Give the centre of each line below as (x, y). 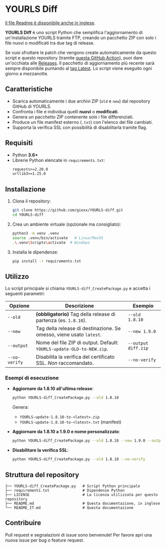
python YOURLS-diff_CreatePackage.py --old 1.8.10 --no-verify (79, 459)
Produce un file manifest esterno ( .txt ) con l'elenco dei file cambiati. (83, 122)
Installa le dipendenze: (35, 252)
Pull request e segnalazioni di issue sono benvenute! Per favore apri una (79, 535)
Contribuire (23, 523)
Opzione (19, 306)
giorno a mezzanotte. (27, 73)
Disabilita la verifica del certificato (75, 357)
